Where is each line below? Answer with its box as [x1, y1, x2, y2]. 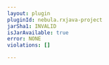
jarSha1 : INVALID [7, 23, 57, 29]
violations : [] [7, 42, 51, 49]
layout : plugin [7, 10, 51, 17]
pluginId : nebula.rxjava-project [7, 16, 103, 23]
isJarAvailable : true [7, 29, 69, 36]
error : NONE [7, 36, 41, 42]
